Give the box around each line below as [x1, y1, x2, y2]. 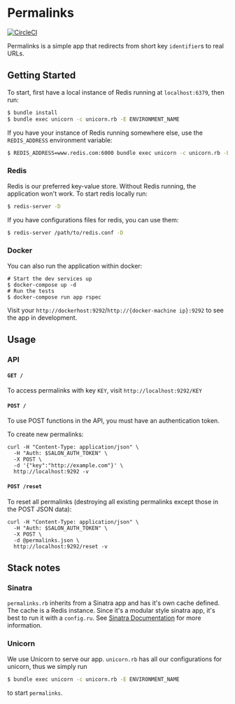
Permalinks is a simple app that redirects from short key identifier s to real [7, 41, 224, 50]
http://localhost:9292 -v [13, 468, 90, 475]
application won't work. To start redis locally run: [7, 189, 148, 198]
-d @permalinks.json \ [13, 536, 80, 544]
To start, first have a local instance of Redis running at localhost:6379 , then [7, 88, 225, 96]
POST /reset [7, 483, 42, 490]
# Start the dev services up [7, 275, 92, 282]
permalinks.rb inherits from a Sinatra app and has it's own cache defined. [7, 599, 220, 607]
